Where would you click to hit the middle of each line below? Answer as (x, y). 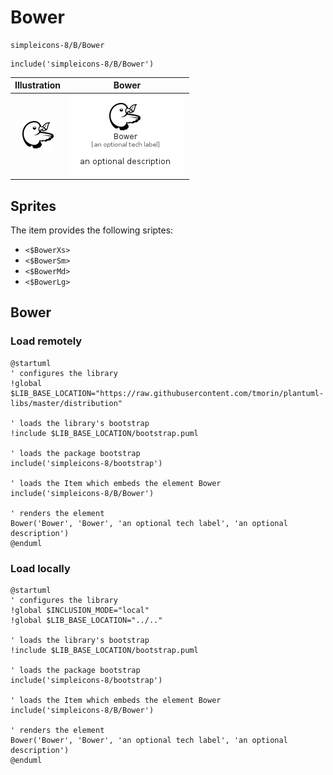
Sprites (33, 206)
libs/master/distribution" (66, 403)
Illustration (38, 85)
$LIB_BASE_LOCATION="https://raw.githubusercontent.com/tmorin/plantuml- (167, 393)
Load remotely (46, 341)
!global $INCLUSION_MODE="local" (80, 610)
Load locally (40, 568)
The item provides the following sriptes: (92, 230)
